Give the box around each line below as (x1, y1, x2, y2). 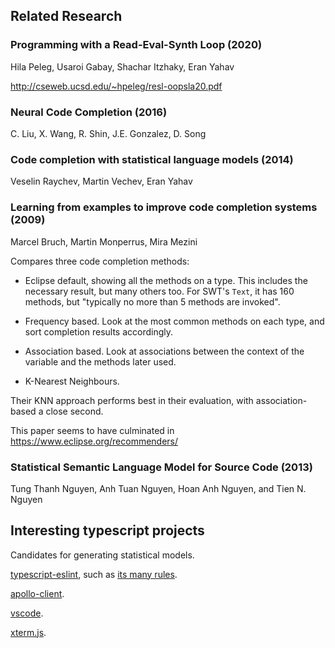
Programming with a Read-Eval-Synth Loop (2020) (10, 38, 263, 52)
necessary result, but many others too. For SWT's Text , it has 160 (24, 285, 295, 297)
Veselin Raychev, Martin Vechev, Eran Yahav (10, 175, 193, 188)
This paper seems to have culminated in (10, 424, 175, 436)
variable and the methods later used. (24, 355, 177, 368)
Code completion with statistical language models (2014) (10, 152, 294, 166)
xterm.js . (10, 626, 47, 638)
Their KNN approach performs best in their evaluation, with (10, 394, 254, 406)
